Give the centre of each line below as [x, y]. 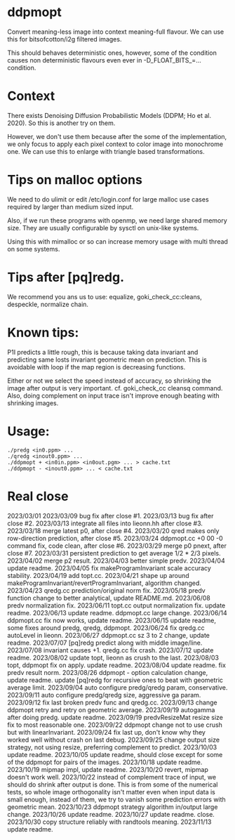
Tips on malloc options [75, 180]
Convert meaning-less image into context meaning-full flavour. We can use [116, 32]
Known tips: [43, 333]
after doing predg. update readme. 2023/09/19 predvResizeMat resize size [115, 717]
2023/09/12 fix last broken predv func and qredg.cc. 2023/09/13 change [112, 702]
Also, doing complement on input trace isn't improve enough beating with [113, 395]
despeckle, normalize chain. [48, 304]
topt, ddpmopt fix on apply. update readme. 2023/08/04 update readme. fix [117, 665]
